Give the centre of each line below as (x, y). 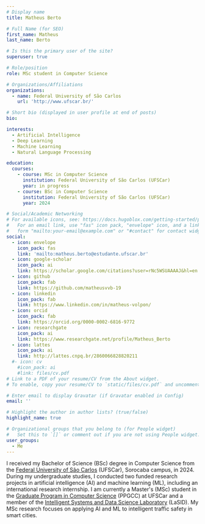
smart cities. (22, 515)
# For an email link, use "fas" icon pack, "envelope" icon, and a (97, 226)
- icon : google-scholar (42, 260)
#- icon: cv (27, 362)
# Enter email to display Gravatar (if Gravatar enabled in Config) (95, 396)
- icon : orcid (30, 311)
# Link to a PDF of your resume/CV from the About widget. (83, 379)
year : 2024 (36, 203)
